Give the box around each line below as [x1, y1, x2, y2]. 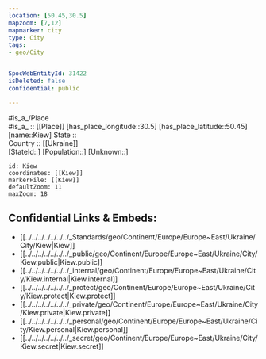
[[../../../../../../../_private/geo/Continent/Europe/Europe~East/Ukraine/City [19, 300, 259, 309]
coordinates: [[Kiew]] [8, 169, 83, 177]
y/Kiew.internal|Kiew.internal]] [19, 274, 118, 284]
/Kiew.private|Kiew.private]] [19, 308, 111, 318]
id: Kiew [8, 162, 37, 170]
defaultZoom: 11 [8, 183, 62, 191]
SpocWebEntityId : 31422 [8, 70, 87, 78]
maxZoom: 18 [8, 189, 48, 198]
